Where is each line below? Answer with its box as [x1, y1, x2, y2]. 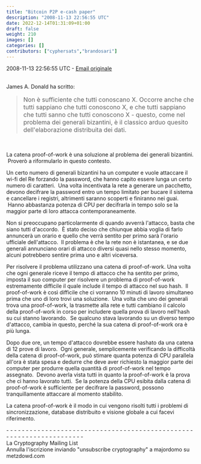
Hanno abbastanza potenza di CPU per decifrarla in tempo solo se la [7, 201, 179, 208]
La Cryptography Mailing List [6, 439, 78, 446]
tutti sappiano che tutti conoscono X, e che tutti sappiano [23, 103, 186, 111]
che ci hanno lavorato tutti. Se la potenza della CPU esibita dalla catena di [6, 377, 191, 384]
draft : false [6, 25, 39, 32]
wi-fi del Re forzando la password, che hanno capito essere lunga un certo [6, 175, 192, 182]
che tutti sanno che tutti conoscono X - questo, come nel [23, 110, 185, 118]
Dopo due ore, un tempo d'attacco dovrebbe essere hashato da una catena [6, 339, 194, 346]
